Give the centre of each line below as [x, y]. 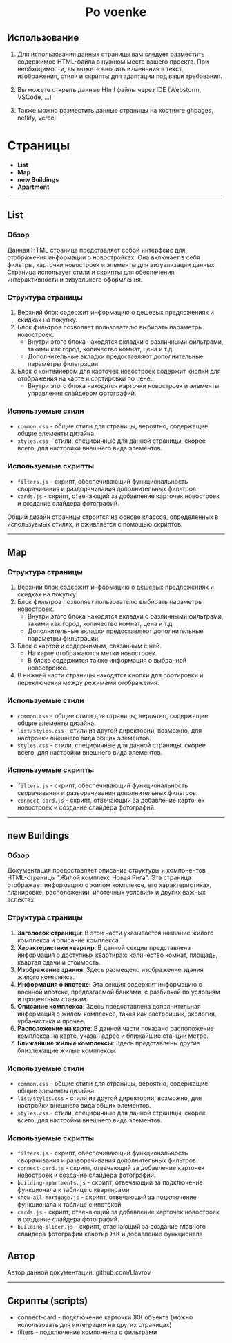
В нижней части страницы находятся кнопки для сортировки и [110, 675]
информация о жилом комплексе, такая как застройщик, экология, [117, 1014]
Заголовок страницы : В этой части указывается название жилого [115, 933]
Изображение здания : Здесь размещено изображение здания [110, 969]
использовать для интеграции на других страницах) [94, 1325]
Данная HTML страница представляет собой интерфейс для [96, 250]
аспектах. [21, 899]
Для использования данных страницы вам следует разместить [111, 54]
